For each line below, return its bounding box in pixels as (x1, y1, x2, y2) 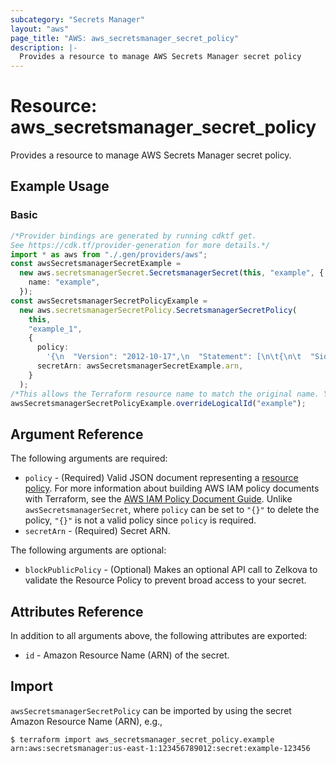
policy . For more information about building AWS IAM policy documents (24, 482, 320, 495)
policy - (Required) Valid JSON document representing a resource (24, 472, 299, 484)
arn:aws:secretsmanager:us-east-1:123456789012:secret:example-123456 (10, 743, 311, 753)
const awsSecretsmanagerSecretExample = (10, 259, 182, 269)
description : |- (10, 42, 78, 53)
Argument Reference (10, 426, 144, 443)
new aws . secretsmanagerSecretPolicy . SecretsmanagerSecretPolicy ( (19, 305, 298, 315)
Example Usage (10, 178, 110, 195)
